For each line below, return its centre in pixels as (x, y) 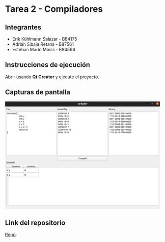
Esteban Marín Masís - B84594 (44, 49)
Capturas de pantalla (38, 92)
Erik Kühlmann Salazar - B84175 (44, 39)
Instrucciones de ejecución (48, 65)
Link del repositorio (35, 223)
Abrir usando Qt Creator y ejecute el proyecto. (52, 77)
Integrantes (23, 27)
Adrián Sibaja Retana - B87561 (43, 44)
